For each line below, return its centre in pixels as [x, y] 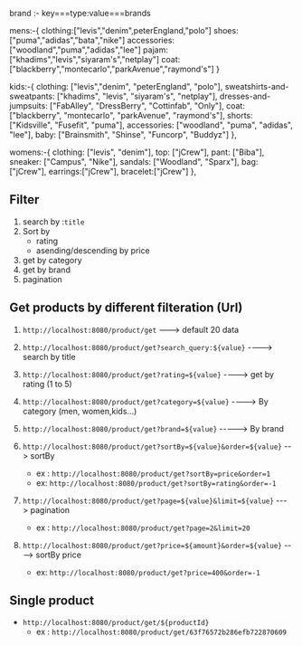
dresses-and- [245, 96]
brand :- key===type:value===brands [80, 13]
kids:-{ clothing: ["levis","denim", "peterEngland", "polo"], [116, 86]
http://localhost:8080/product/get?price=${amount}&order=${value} [152, 546]
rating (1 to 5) [47, 384]
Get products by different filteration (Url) [126, 308]
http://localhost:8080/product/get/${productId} [116, 623]
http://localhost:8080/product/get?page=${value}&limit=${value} [148, 501]
